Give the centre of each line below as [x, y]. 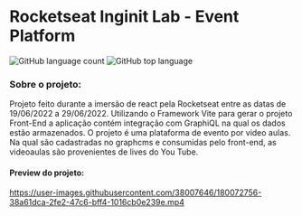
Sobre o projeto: [45, 84]
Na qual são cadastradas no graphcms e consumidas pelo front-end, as [143, 143]
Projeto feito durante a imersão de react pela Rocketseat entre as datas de [148, 104]
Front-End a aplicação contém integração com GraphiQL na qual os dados [148, 123]
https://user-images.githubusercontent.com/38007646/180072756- [136, 193]
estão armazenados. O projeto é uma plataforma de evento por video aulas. [150, 133]
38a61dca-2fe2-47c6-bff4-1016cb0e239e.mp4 [97, 202]
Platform [42, 36]
